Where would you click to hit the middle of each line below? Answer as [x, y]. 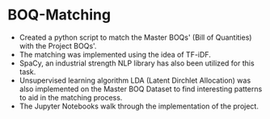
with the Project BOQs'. [58, 45]
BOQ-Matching [59, 15]
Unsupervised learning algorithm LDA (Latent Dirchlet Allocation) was [135, 80]
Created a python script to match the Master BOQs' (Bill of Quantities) [135, 37]
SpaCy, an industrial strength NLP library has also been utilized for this [137, 63]
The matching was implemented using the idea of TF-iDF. [115, 54]
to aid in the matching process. [71, 97]
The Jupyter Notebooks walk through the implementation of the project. [139, 106]
